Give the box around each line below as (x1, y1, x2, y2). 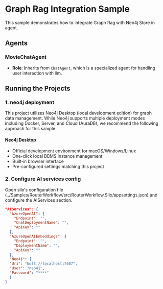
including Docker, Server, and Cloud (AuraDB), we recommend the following (5, 120, 159, 126)
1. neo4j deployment (5, 99, 55, 106)
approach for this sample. (5, 126, 57, 132)
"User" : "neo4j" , (9, 266, 45, 271)
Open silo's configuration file (5, 187, 64, 193)
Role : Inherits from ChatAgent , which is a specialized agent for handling (12, 65, 156, 71)
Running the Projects (5, 84, 70, 93)
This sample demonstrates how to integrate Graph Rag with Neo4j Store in (5, 20, 155, 25)
